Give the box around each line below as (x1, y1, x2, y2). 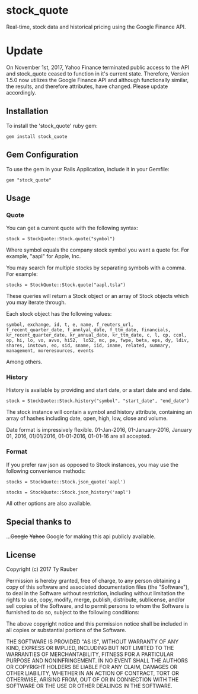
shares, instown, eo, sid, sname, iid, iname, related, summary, (6, 343, 171, 348)
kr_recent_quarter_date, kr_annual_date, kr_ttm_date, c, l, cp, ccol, (6, 332, 187, 338)
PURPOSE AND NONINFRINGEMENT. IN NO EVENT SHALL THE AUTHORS (6, 657, 189, 664)
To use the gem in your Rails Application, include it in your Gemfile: (6, 165, 170, 172)
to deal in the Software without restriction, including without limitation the (6, 590, 185, 597)
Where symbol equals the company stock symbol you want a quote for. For (6, 246, 190, 253)
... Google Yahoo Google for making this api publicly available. (6, 533, 156, 540)
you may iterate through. (6, 299, 66, 306)
